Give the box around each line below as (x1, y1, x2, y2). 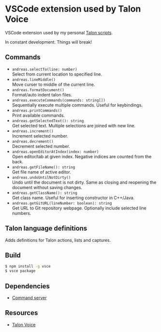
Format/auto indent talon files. (12, 92, 73, 97)
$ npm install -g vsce (5, 264, 51, 269)
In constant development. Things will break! (5, 39, 92, 45)
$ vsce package (5, 269, 36, 273)
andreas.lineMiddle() (12, 77, 56, 82)
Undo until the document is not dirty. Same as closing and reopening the (12, 179, 157, 185)
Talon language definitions (5, 224, 88, 233)
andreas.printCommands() (12, 108, 62, 113)
